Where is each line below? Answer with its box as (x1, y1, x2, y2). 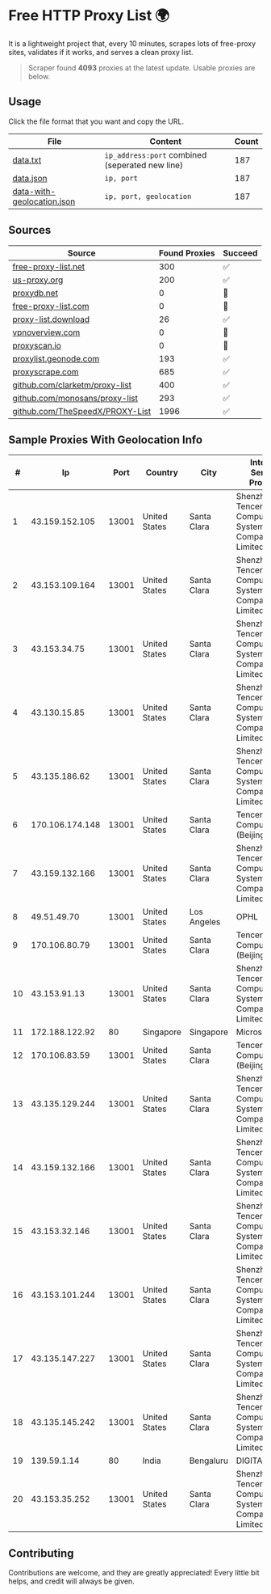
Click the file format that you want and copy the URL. (8, 116, 184, 126)
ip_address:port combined (104, 149, 207, 160)
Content (149, 135, 182, 146)
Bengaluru (189, 1455, 228, 1466)
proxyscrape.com (12, 366, 79, 377)
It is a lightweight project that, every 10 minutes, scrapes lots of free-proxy (8, 38, 256, 49)
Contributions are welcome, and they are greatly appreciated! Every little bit (8, 1568, 260, 1578)
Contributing (8, 1546, 74, 1560)
